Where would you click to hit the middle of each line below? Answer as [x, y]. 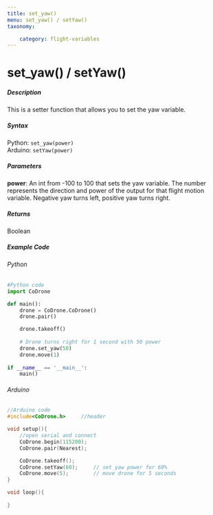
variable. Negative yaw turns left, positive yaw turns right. [89, 198]
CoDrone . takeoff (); [47, 461]
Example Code [29, 247]
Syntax [18, 125]
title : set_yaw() [32, 13]
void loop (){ [26, 493]
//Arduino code [29, 410]
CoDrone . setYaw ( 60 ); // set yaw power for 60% [93, 467]
